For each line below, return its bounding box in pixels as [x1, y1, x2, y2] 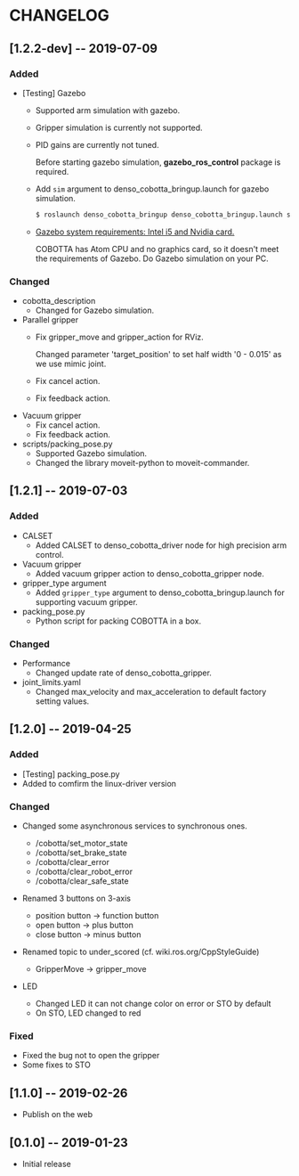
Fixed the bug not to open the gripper [21, 1050, 160, 1061]
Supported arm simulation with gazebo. [35, 104, 181, 116]
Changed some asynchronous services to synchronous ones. [21, 821, 247, 831]
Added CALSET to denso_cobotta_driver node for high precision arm [35, 540, 287, 551]
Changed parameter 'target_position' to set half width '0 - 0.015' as [35, 349, 282, 360]
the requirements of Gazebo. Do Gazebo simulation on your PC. [35, 253, 269, 264]
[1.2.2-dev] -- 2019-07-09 [9, 41, 158, 56]
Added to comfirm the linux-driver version [21, 778, 176, 788]
